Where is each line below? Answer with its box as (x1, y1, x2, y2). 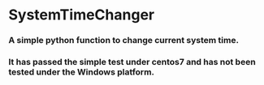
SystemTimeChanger (8, 6, 155, 24)
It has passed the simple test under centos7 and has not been (8, 57, 256, 68)
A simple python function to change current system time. (8, 35, 240, 46)
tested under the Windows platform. (8, 66, 155, 78)
